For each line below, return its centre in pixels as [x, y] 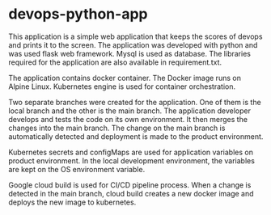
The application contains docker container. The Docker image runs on [125, 78]
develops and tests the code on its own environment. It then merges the [128, 119]
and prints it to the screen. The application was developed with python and [133, 44]
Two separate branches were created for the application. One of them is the [135, 102]
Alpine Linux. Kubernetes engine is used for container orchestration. [122, 86]
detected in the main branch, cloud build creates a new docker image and [131, 193]
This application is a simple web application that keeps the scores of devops [135, 36]
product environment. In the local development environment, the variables [131, 160]
